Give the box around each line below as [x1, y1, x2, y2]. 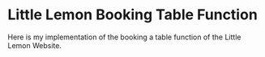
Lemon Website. [7, 40, 62, 50]
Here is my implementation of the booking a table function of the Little [7, 32, 241, 42]
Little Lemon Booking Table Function [7, 6, 259, 24]
